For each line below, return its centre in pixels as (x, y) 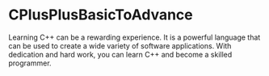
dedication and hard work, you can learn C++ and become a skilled (120, 54)
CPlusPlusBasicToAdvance (101, 15)
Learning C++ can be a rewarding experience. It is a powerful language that (134, 37)
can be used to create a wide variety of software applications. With (120, 45)
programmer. (30, 63)
